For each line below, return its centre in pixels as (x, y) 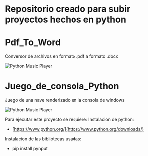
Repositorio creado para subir (68, 9)
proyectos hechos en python (66, 20)
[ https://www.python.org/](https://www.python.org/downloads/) (78, 129)
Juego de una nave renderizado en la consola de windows (65, 100)
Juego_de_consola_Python (62, 86)
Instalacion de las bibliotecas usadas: (43, 139)
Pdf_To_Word (33, 43)
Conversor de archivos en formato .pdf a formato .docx (62, 56)
